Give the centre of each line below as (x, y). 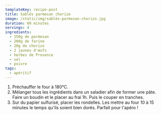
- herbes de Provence (31, 55)
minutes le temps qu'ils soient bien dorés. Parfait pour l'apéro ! (75, 107)
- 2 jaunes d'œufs (28, 50)
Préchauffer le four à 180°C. (40, 87)
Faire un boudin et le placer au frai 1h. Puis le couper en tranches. (78, 97)
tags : (10, 69)
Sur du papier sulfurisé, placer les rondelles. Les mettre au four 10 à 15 (83, 102)
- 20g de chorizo (27, 46)
